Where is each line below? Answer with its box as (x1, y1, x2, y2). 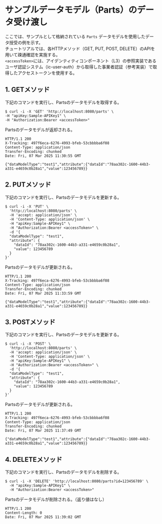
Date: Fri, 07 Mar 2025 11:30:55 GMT (5, 153, 81, 158)
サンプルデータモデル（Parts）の (5, 4, 137, 16)
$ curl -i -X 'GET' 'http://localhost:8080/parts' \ (5, 109, 114, 114)
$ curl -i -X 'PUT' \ (5, 204, 49, 209)
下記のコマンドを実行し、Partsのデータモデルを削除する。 (5, 469, 122, 475)
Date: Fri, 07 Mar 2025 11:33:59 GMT (5, 291, 81, 296)
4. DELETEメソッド (5, 455, 63, 464)
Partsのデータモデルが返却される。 (5, 127, 75, 133)
